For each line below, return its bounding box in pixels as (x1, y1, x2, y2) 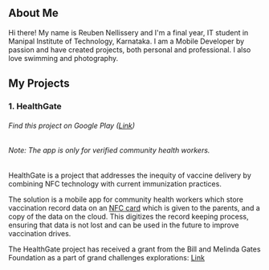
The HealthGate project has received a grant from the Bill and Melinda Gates (8, 244, 261, 254)
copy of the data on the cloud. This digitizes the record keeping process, (8, 211, 249, 221)
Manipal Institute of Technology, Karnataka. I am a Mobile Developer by (8, 36, 245, 46)
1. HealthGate (8, 100, 62, 112)
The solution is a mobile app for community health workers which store (8, 194, 243, 204)
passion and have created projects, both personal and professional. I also (8, 44, 251, 55)
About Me (8, 6, 59, 20)
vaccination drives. (8, 228, 71, 238)
